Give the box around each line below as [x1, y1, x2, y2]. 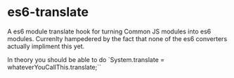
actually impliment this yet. [7, 42, 85, 50]
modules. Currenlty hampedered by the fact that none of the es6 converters [7, 34, 228, 42]
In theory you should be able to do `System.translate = [7, 55, 165, 63]
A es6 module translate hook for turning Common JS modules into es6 [7, 27, 212, 36]
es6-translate [7, 4, 89, 20]
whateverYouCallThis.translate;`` [7, 63, 102, 71]
